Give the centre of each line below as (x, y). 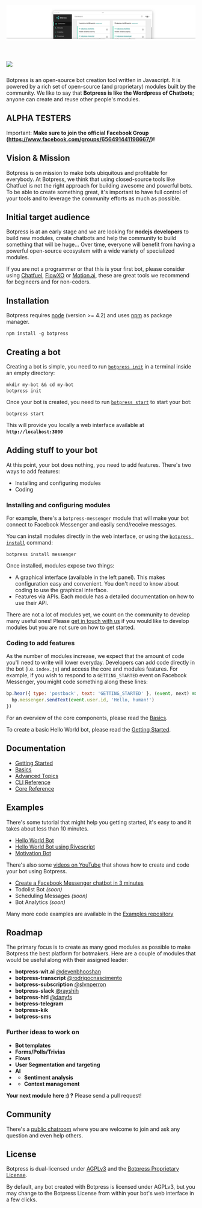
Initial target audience (48, 217)
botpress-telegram (39, 1004)
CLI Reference (33, 782)
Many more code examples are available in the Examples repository (90, 914)
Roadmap (25, 933)
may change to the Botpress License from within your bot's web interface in (100, 1194)
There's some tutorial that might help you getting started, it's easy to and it (99, 822)
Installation (28, 301)
